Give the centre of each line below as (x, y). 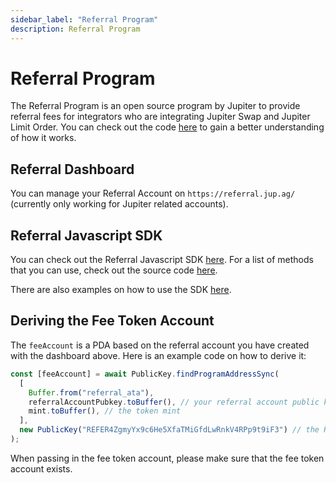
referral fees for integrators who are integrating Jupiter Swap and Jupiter (160, 117)
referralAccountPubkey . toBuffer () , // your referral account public (174, 402)
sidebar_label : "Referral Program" (84, 19)
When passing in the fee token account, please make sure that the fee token (167, 458)
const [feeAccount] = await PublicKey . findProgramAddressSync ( (145, 374)
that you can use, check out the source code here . (114, 270)
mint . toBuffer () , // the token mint (105, 411)
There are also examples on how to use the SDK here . (121, 290)
